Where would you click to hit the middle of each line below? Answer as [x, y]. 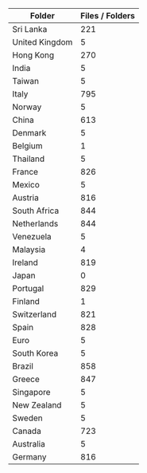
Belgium [27, 146]
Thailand [29, 159]
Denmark [29, 133]
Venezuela [32, 236]
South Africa [36, 211]
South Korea [35, 353]
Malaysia [29, 249]
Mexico [26, 185]
